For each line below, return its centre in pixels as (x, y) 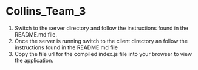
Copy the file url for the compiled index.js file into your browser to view (103, 54)
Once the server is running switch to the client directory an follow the (101, 41)
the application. (34, 60)
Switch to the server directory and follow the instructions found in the (101, 28)
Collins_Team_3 (46, 11)
